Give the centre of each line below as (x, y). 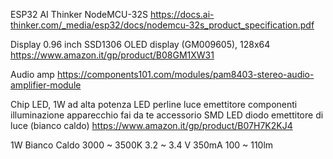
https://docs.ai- (182, 14)
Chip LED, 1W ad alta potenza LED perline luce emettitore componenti (154, 104)
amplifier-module (46, 85)
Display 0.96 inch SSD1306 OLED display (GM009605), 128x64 (140, 44)
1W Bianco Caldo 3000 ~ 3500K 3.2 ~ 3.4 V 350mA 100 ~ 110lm (142, 145)
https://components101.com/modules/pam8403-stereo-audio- (185, 74)
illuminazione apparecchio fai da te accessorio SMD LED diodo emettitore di (167, 115)
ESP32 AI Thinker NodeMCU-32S (79, 14)
